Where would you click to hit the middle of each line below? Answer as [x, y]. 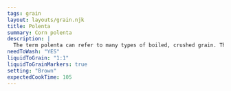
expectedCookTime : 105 [40, 77]
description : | [29, 39]
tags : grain [24, 13]
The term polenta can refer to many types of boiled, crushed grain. [115, 45]
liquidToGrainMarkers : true [47, 64]
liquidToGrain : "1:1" [38, 58]
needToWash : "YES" [33, 52]
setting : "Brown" [32, 70]
